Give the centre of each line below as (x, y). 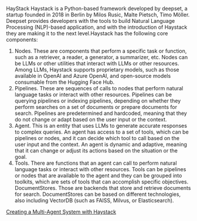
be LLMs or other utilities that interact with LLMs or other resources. (97, 63)
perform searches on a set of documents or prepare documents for (96, 107)
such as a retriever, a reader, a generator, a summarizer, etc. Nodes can (101, 57)
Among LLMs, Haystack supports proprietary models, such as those (97, 69)
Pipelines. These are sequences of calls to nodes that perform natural (99, 88)
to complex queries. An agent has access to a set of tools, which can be (101, 132)
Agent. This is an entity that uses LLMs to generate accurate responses (101, 126)
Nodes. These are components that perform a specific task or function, (101, 51)
